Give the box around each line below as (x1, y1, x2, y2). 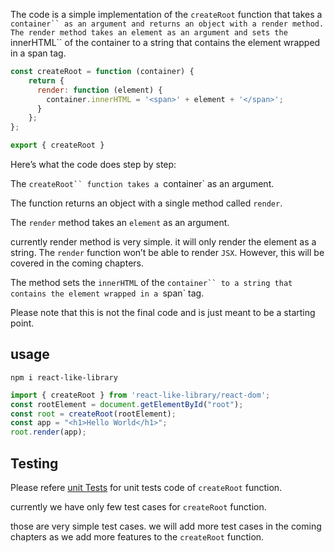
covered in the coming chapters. (10, 257, 144, 269)
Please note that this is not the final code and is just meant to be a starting (10, 307, 316, 318)
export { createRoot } (10, 140, 105, 151)
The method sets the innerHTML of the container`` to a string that (10, 277, 293, 288)
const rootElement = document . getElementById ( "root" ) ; (10, 399, 244, 409)
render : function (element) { (36, 85, 163, 95)
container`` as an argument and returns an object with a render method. (10, 19, 325, 29)
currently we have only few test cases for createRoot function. (10, 501, 267, 513)
